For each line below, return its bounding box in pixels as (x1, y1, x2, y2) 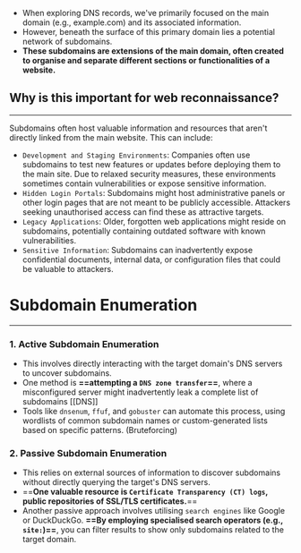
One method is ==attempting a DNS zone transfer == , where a (21, 378, 253, 388)
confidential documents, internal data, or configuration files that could (21, 254, 280, 265)
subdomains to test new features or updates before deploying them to (21, 158, 281, 169)
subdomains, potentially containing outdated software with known (21, 225, 266, 236)
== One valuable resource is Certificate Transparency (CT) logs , (21, 487, 269, 498)
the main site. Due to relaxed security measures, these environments (21, 168, 276, 179)
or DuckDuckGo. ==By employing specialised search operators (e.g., (21, 515, 284, 526)
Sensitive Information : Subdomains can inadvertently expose (21, 244, 254, 255)
